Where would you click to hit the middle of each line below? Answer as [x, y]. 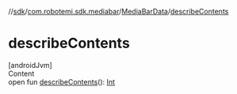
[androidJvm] [31, 65]
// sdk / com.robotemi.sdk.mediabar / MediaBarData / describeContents [118, 11]
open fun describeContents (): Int [62, 81]
